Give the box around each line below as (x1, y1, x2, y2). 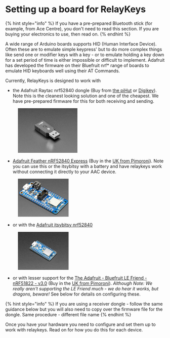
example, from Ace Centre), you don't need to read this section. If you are (5, 25, 159, 31)
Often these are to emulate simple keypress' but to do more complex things (5, 46, 162, 52)
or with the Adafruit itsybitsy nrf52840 (12, 222, 93, 228)
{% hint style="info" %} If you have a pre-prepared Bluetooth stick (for (5, 20, 153, 26)
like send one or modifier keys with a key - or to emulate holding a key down (5, 52, 164, 58)
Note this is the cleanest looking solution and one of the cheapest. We (12, 93, 159, 99)
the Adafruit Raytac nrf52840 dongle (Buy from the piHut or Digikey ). (12, 87, 157, 93)
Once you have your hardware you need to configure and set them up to (5, 321, 156, 327)
